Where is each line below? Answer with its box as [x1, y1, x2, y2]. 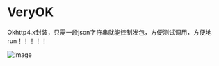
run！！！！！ [7, 36, 47, 45]
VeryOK [7, 4, 54, 20]
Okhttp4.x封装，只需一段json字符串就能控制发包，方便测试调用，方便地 [7, 28, 212, 36]
